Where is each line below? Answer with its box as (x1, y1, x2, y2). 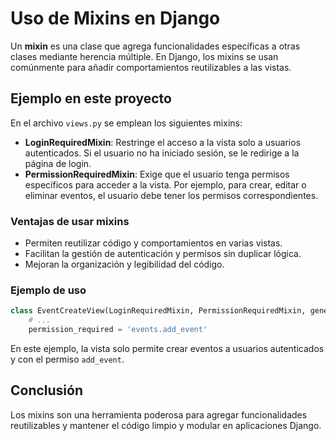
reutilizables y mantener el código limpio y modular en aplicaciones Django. (10, 419, 322, 431)
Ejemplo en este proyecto (10, 90, 172, 107)
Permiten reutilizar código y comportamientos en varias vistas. (24, 237, 283, 249)
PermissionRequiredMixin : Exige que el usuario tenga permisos (24, 168, 290, 180)
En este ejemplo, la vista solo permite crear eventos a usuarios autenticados (10, 342, 325, 354)
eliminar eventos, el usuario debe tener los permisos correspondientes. (24, 189, 319, 201)
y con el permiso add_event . (10, 353, 125, 365)
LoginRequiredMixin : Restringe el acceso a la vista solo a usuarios (24, 136, 302, 148)
